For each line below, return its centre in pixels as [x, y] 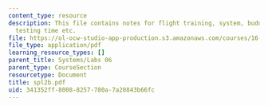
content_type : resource [48, 16]
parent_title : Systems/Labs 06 [60, 61]
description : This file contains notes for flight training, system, [126, 23]
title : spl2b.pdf [37, 82]
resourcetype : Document [48, 75]
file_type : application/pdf [55, 45]
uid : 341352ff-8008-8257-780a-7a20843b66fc [82, 90]
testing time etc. [46, 30]
